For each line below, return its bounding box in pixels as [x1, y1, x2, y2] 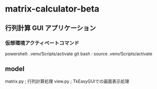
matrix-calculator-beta [5, 3, 100, 15]
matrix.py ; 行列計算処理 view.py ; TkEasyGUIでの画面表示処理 [5, 78, 130, 84]
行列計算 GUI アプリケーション [5, 24, 96, 32]
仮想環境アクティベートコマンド [5, 40, 79, 46]
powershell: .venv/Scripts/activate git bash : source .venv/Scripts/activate [5, 51, 153, 57]
